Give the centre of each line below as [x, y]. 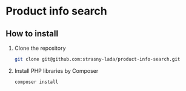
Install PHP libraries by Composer [56, 70]
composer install [36, 82]
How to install [32, 34]
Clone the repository [40, 48]
